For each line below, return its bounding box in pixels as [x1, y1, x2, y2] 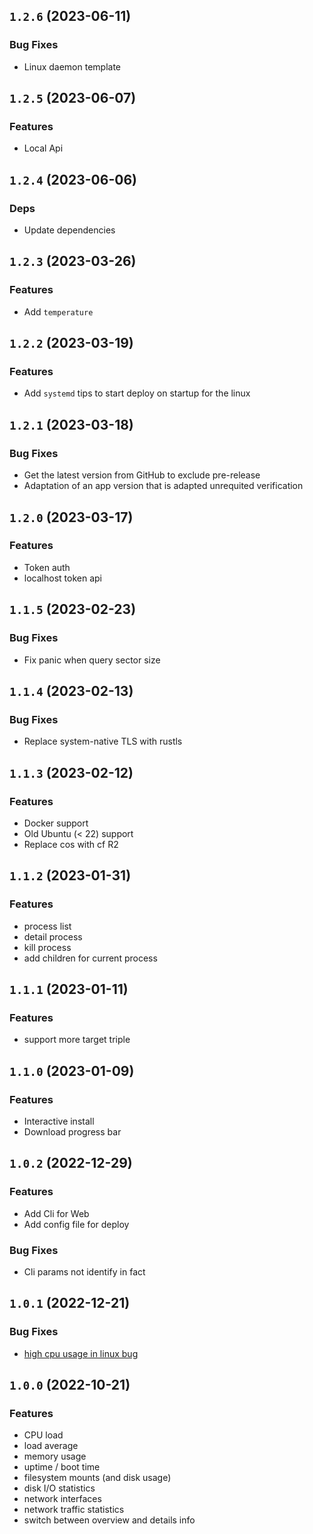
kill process [23, 941, 72, 953]
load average [23, 1440, 79, 1452]
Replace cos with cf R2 [23, 838, 119, 850]
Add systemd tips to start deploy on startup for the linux [23, 387, 251, 399]
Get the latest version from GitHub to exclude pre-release [23, 469, 261, 481]
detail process [23, 930, 83, 943]
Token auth [23, 561, 71, 573]
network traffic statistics [23, 1504, 125, 1516]
